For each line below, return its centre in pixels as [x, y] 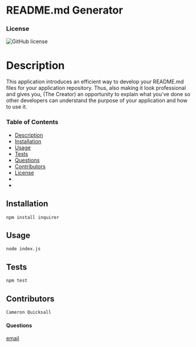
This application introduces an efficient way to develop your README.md [95, 82]
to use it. [17, 107]
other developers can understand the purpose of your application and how [97, 100]
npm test [17, 281]
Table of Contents [32, 122]
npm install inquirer [33, 217]
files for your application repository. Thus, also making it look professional [96, 88]
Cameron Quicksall [29, 312]
